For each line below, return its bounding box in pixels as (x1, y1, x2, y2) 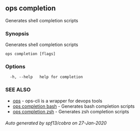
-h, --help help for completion (10, 74, 83, 80)
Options (5, 63, 25, 70)
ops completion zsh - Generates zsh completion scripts (12, 108, 129, 114)
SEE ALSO (5, 86, 31, 93)
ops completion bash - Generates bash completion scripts (12, 103, 135, 109)
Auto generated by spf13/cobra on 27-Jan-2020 (5, 120, 107, 126)
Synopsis (5, 30, 29, 37)
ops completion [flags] (5, 52, 56, 57)
